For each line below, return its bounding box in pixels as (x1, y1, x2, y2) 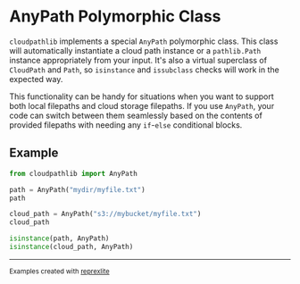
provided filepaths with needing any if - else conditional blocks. (9, 119, 243, 130)
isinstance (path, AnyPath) (9, 234, 110, 243)
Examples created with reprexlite (9, 266, 110, 276)
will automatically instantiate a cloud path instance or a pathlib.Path (9, 45, 262, 55)
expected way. (9, 73, 63, 84)
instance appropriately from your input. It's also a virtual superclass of (9, 54, 268, 65)
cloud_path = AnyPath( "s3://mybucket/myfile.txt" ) (9, 210, 202, 219)
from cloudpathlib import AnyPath (9, 169, 138, 178)
